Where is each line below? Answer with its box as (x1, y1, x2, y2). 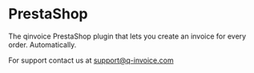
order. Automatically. (8, 39, 77, 49)
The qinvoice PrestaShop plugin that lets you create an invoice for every (8, 31, 247, 41)
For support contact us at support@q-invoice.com (8, 55, 174, 65)
